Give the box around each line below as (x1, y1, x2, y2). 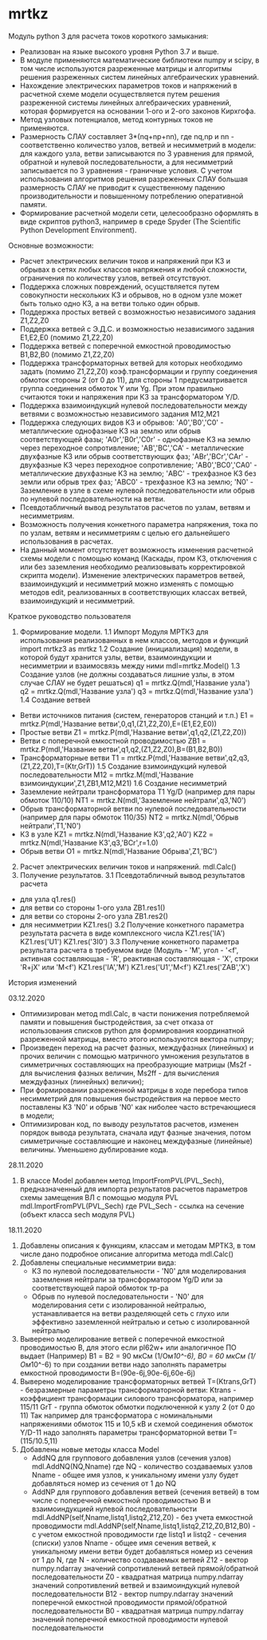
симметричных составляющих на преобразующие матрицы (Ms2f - (19, 1059, 253, 1069)
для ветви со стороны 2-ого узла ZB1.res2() (19, 911, 169, 920)
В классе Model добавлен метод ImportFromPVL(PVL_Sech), (19, 1175, 225, 1185)
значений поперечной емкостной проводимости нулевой (31, 1614, 229, 1624)
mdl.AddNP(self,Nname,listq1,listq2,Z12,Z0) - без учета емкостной (31, 1512, 253, 1522)
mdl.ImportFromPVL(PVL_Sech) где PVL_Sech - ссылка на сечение (19, 1201, 245, 1211)
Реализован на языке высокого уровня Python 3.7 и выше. (19, 46, 219, 56)
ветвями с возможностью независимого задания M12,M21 (19, 409, 220, 418)
